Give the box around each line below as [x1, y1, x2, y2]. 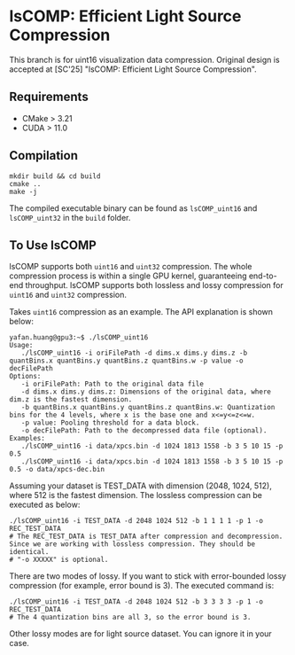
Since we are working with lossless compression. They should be [9, 540, 255, 549]
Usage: [9, 341, 34, 350]
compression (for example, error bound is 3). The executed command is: [9, 581, 275, 591]
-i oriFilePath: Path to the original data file [20, 379, 204, 389]
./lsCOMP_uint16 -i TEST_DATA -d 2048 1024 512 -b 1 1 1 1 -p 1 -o [9, 517, 264, 526]
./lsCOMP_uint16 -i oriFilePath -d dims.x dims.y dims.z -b [20, 348, 248, 358]
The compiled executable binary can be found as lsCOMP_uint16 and [9, 202, 258, 214]
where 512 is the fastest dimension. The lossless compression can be [9, 490, 263, 501]
